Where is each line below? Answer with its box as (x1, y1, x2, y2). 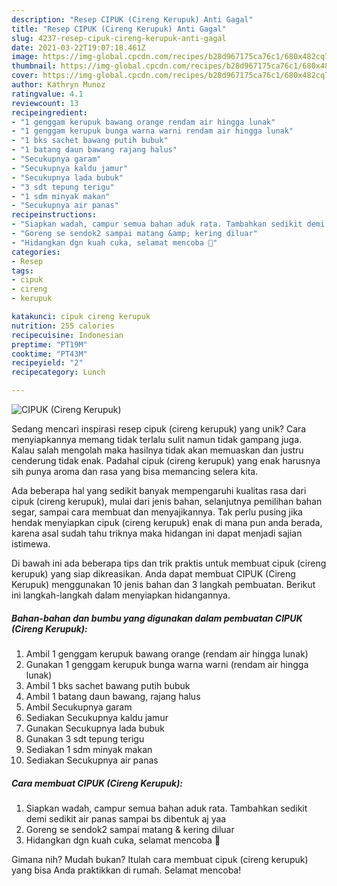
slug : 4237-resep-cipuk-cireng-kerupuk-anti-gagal (11, 33, 227, 43)
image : (11, 52, 39, 62)
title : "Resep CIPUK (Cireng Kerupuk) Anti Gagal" (11, 24, 227, 34)
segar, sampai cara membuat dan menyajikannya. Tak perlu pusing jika (11, 506, 303, 518)
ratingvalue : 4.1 (11, 89, 84, 99)
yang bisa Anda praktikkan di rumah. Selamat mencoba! (11, 864, 242, 876)
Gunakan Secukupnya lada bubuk (25, 722, 166, 734)
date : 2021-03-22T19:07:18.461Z (11, 42, 146, 53)
